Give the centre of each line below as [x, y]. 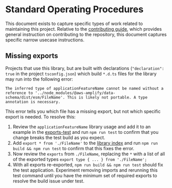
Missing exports [32, 56]
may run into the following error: [39, 79]
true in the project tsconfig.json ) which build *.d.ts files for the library [81, 74]
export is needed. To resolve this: [40, 116]
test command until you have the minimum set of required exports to [85, 175]
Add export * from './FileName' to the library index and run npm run [85, 143]
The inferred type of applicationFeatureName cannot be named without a [84, 88]
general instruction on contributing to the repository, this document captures [86, 34]
